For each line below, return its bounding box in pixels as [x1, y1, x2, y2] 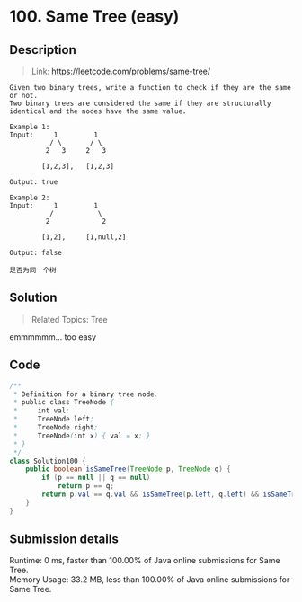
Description [9, 42, 76, 58]
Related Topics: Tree [31, 314, 108, 324]
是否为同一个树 [9, 266, 57, 275]
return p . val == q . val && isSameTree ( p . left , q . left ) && [41, 490, 260, 499]
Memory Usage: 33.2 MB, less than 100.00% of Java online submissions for [9, 574, 290, 585]
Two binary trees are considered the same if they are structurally [9, 99, 271, 108]
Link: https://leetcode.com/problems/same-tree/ [31, 66, 211, 76]
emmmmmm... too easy [9, 331, 97, 342]
